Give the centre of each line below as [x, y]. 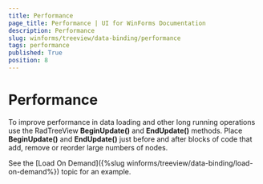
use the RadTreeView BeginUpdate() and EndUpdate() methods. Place [125, 130]
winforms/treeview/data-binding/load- [190, 163]
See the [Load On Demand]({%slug [67, 163]
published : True [35, 53]
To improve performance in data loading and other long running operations [132, 122]
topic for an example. [96, 171]
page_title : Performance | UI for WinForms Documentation [107, 23]
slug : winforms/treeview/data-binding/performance [95, 38]
